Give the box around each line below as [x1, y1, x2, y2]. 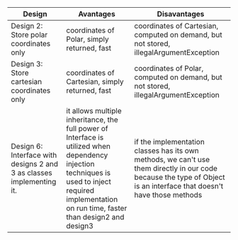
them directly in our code [134, 164, 218, 173]
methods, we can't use [134, 155, 210, 164]
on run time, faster [66, 203, 127, 213]
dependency [66, 150, 108, 160]
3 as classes [11, 168, 53, 178]
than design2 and [66, 212, 125, 222]
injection [66, 159, 95, 168]
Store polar [11, 30, 48, 40]
